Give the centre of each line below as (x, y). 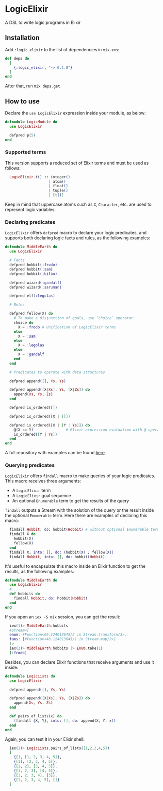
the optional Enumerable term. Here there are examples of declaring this (76, 516)
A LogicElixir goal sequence (41, 496)
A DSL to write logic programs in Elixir (43, 22)
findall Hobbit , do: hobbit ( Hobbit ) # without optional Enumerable (79, 530)
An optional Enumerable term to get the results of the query (71, 501)
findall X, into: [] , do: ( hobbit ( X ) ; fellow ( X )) (62, 552)
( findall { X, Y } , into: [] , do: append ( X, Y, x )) (65, 721)
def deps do (17, 58)
